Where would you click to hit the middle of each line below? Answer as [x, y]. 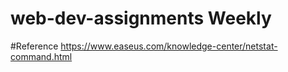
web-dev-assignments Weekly [141, 18]
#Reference [34, 46]
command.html [41, 56]
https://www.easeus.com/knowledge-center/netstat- [169, 46]
